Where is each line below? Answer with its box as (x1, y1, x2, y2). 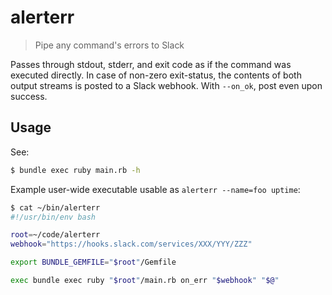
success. (10, 90, 48, 102)
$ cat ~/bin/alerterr (10, 202, 101, 213)
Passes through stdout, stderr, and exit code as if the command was (10, 58, 292, 70)
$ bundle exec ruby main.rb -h (10, 165, 141, 175)
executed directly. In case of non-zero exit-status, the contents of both (10, 69, 302, 81)
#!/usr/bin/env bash (10, 212, 97, 222)
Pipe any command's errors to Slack (34, 39, 185, 51)
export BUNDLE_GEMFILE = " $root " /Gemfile (10, 257, 177, 268)
